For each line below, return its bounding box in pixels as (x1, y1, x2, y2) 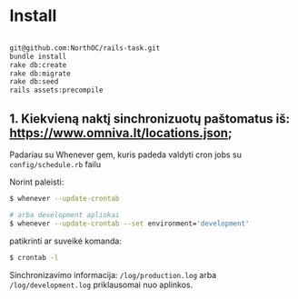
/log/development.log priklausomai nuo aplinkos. (9, 279, 194, 290)
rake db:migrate (9, 69, 71, 78)
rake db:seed (9, 77, 59, 86)
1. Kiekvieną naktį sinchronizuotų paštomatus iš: (9, 111, 291, 126)
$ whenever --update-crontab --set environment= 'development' (9, 219, 250, 228)
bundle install (9, 52, 67, 61)
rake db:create (9, 60, 67, 69)
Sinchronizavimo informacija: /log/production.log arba (9, 269, 217, 280)
